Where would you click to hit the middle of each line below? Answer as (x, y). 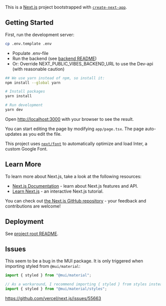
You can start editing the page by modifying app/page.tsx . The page (75, 129)
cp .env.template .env (28, 44)
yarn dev (14, 110)
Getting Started (29, 23)
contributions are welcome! (33, 206)
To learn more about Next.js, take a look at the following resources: (73, 176)
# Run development (24, 105)
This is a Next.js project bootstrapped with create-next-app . (66, 7)
